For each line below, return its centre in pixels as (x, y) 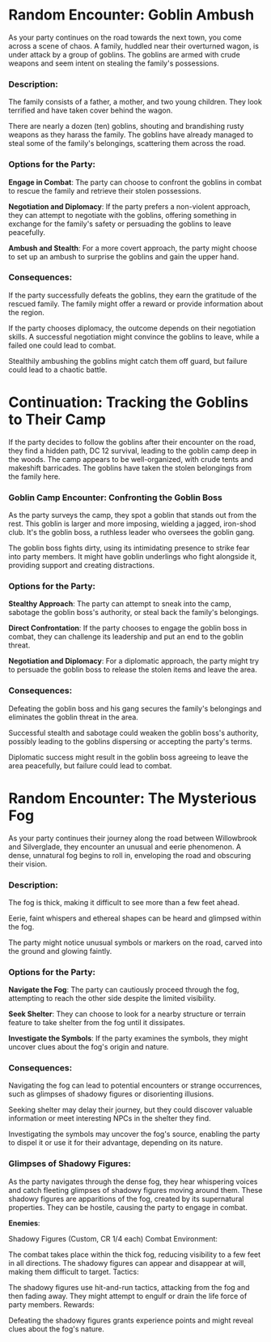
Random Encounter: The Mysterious (133, 798)
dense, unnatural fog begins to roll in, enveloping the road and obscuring (130, 855)
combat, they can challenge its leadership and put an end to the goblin (126, 637)
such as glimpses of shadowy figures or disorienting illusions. (111, 1094)
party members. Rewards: (51, 1304)
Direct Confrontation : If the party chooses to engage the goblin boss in (128, 628)
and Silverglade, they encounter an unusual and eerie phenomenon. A (125, 846)
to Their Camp (57, 420)
